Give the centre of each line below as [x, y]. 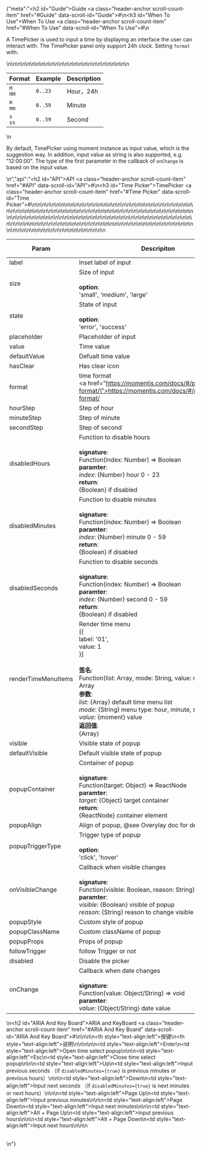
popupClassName [34, 932]
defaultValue [27, 356]
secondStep [26, 427]
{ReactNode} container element [123, 815]
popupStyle [25, 922]
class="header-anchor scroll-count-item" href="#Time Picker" [83, 192]
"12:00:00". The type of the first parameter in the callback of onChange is [95, 161]
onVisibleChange [33, 890]
